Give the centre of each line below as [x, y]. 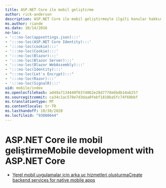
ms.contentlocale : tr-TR [31, 106]
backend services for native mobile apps [54, 180]
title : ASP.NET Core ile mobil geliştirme [49, 10]
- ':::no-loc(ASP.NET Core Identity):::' [48, 42]
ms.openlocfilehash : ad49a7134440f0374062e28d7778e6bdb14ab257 [72, 93]
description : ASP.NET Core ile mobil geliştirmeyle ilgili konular [76, 19]
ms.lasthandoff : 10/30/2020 [34, 111]
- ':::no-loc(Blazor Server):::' [40, 60]
